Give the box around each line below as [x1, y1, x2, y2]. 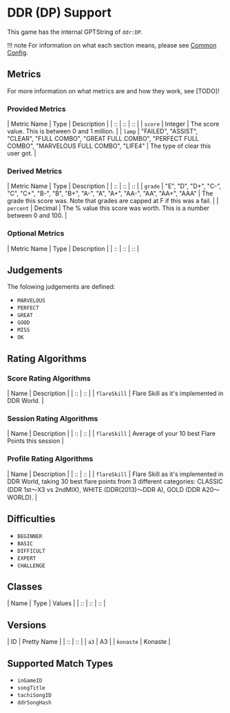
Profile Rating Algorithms [7, 454, 94, 464]
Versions [7, 619, 47, 631]
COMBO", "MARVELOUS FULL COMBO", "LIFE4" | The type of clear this [7, 142, 211, 150]
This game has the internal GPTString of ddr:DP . [7, 28, 143, 36]
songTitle [17, 684, 46, 692]
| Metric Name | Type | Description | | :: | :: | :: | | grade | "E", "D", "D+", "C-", [7, 182, 222, 191]
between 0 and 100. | [7, 211, 67, 220]
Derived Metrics [7, 166, 63, 175]
